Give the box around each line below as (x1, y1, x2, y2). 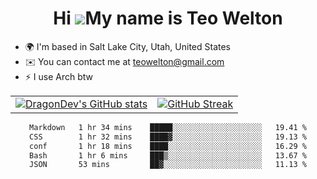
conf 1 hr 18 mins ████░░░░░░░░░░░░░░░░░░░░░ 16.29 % (29, 141, 307, 151)
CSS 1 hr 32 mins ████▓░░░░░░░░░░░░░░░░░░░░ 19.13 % (29, 132, 307, 142)
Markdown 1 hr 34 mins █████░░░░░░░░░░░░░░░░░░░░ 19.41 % (29, 122, 307, 132)
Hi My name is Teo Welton (53, 7, 283, 30)
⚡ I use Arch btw (24, 70, 94, 82)
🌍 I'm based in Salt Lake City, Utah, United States (24, 40, 231, 52)
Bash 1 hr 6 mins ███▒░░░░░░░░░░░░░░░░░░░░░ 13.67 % (29, 150, 307, 161)
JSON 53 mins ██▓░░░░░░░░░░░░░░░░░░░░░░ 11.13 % (29, 160, 307, 170)
